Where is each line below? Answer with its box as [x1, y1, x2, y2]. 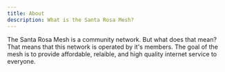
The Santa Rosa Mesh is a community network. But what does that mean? [7, 35, 217, 43]
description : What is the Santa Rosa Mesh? [7, 16, 135, 23]
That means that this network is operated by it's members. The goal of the [7, 43, 219, 51]
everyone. [7, 57, 36, 65]
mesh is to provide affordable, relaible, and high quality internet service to [7, 49, 217, 58]
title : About [7, 10, 45, 17]
